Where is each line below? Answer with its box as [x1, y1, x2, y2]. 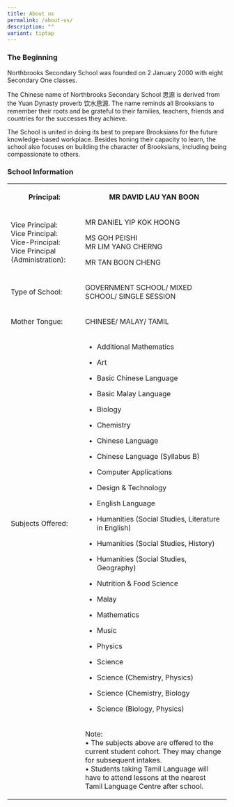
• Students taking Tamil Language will [84, 764, 209, 774]
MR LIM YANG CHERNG [84, 242, 163, 251]
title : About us [7, 10, 54, 17]
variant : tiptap [7, 29, 54, 37]
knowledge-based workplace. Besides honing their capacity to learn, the [7, 135, 216, 143]
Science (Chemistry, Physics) [96, 673, 194, 682]
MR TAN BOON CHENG [84, 257, 162, 267]
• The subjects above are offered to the [84, 737, 214, 747]
